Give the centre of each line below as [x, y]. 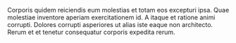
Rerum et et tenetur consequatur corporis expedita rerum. [91, 32]
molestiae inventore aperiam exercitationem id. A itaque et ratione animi [111, 17]
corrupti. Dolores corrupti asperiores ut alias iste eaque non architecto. [110, 25]
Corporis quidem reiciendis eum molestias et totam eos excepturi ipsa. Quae [118, 10]
